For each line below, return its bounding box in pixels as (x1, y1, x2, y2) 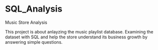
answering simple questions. (5, 39, 63, 45)
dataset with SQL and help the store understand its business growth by (5, 34, 148, 40)
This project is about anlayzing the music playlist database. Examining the (5, 29, 154, 34)
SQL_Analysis (5, 3, 62, 15)
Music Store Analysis (5, 19, 47, 25)
